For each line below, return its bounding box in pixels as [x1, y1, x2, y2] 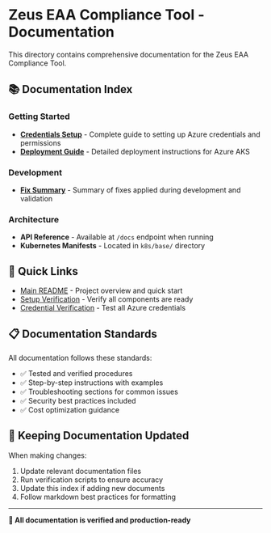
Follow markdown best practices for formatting [19, 492, 176, 501]
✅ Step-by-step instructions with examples [19, 378, 164, 387]
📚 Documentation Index [8, 82, 133, 96]
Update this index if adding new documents [19, 483, 165, 493]
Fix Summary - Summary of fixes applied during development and [19, 184, 241, 195]
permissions [19, 137, 61, 147]
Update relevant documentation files [19, 466, 142, 476]
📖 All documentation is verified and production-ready [8, 515, 191, 525]
